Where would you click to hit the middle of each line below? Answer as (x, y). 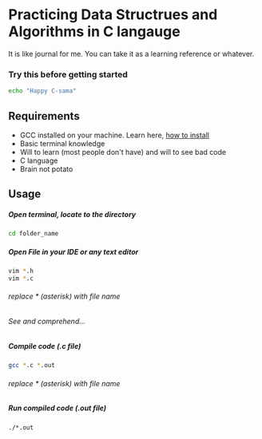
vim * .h (21, 271)
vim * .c (21, 279)
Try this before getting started (68, 74)
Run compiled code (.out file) (58, 408)
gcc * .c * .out (32, 366)
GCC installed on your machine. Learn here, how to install (115, 135)
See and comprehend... (47, 322)
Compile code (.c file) (45, 346)
